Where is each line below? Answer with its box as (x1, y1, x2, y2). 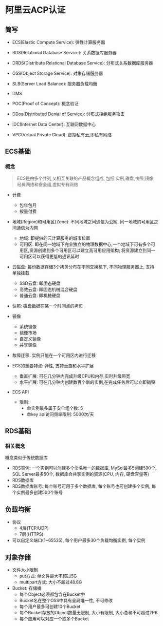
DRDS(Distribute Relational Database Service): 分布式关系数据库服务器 (12, 60, 153, 66)
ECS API (12, 389, 29, 395)
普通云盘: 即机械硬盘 (19, 292, 61, 298)
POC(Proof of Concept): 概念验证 (12, 101, 79, 106)
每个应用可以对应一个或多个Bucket (19, 616, 89, 622)
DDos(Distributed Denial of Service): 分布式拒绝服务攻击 (12, 111, 125, 117)
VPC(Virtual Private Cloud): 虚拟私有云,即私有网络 (12, 132, 112, 137)
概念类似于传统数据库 (5, 455, 48, 460)
